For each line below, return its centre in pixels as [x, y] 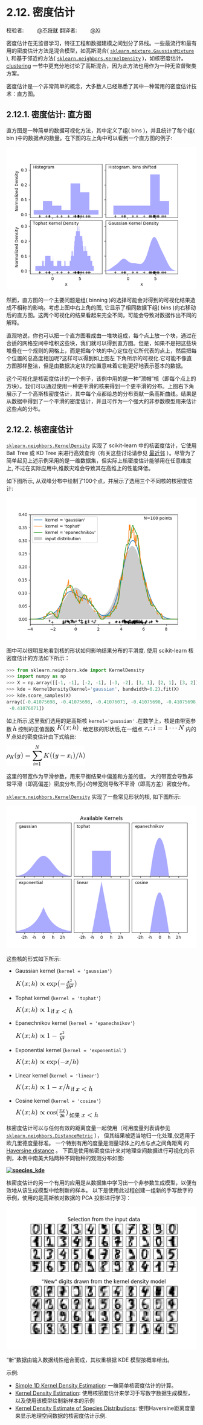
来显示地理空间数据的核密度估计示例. [61, 1415]
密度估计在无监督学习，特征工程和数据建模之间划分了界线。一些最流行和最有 [101, 43]
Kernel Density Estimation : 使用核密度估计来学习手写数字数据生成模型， [104, 1393]
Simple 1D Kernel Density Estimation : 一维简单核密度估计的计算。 [96, 1385]
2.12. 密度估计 [41, 12]
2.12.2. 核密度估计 [40, 430]
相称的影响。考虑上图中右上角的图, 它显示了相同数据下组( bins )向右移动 [106, 307]
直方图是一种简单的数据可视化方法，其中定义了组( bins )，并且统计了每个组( [101, 130]
